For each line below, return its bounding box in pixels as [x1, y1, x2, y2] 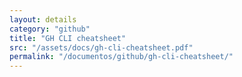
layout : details [9, 14, 77, 25]
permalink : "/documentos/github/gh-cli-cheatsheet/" [9, 52, 234, 62]
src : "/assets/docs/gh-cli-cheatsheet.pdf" [9, 42, 194, 53]
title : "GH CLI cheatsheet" [9, 33, 127, 43]
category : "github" [9, 24, 91, 34]
